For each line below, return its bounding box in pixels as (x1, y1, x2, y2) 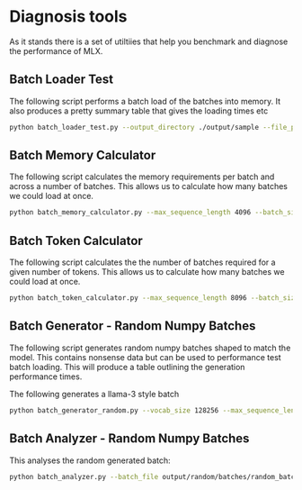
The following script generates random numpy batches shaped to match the (9, 342, 291, 353)
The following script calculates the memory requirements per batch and (9, 171, 275, 182)
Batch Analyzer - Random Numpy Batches (9, 431, 250, 447)
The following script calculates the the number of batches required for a (9, 257, 276, 268)
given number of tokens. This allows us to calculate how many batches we (9, 267, 285, 277)
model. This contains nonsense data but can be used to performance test (9, 351, 281, 362)
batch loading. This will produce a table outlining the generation (9, 361, 245, 372)
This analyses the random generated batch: (9, 455, 171, 466)
